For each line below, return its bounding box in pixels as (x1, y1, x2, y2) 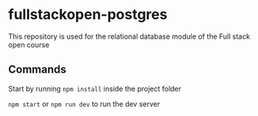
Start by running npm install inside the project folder (8, 84, 182, 93)
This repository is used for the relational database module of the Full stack (8, 32, 251, 41)
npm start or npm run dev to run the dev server (8, 99, 161, 108)
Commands (8, 63, 67, 77)
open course (8, 39, 50, 49)
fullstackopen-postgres (8, 6, 168, 24)
